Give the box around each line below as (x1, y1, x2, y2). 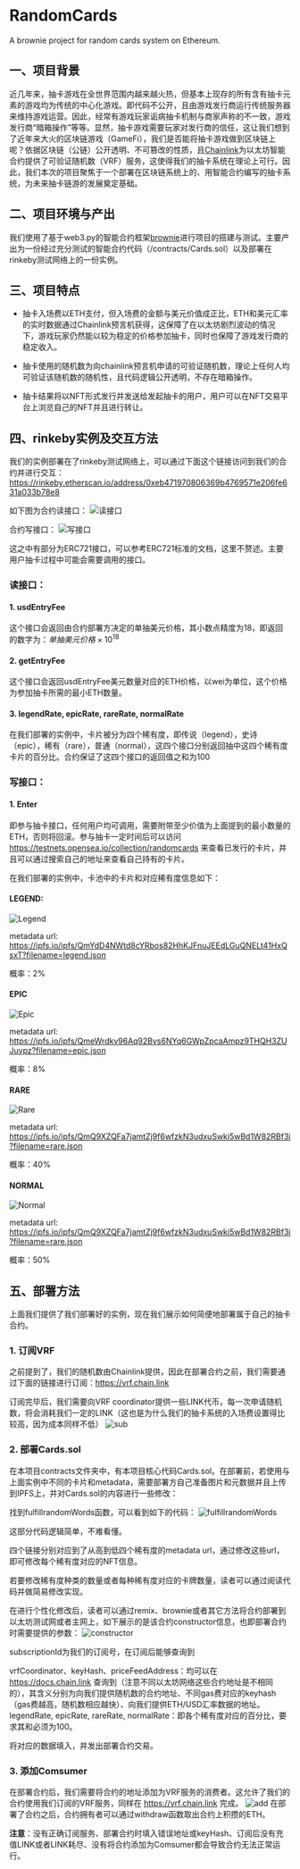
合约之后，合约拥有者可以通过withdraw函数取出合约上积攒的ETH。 (24, 1809, 271, 1820)
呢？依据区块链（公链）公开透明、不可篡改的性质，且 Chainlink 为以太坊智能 (9, 144, 286, 155)
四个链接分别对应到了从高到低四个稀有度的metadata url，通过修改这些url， (9, 1545, 285, 1555)
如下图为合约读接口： (9, 506, 87, 516)
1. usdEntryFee (9, 601, 66, 612)
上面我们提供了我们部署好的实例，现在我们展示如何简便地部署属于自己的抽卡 (9, 1309, 291, 1320)
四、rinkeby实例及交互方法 (9, 431, 159, 446)
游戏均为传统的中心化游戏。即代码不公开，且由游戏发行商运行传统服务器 (24, 99, 291, 110)
